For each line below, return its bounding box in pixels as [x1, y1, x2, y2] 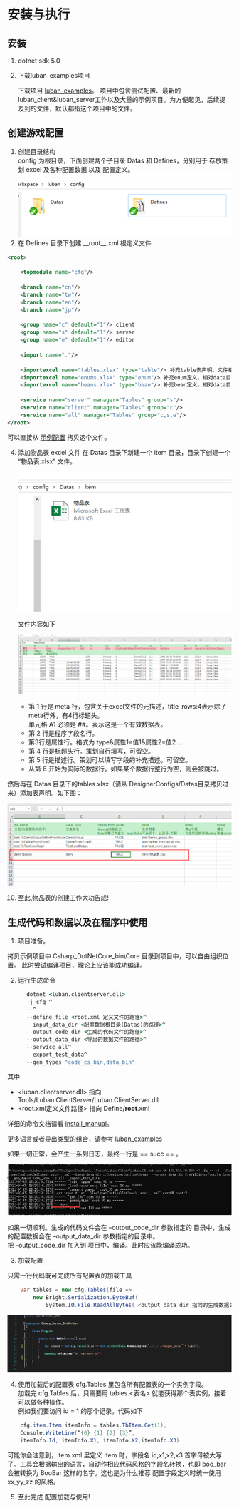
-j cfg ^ [26, 998, 53, 1005]
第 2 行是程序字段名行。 [28, 729, 99, 738]
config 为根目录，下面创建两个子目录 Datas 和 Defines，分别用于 [17, 156, 208, 165]
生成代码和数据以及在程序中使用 [7, 916, 148, 928]
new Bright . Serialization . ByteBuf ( [33, 1294, 139, 1301]
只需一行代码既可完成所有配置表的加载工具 [7, 1271, 132, 1280]
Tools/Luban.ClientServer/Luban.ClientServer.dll [17, 1095, 159, 1104]
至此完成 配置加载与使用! [17, 1492, 90, 1501]
